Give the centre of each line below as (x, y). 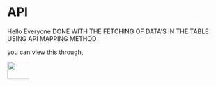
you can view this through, (45, 52)
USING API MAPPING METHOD (52, 38)
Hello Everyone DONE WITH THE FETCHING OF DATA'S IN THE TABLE (108, 31)
